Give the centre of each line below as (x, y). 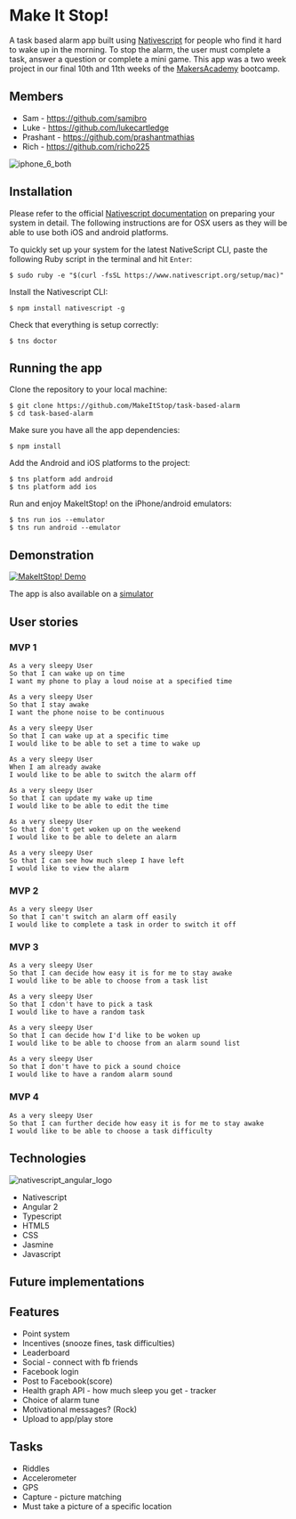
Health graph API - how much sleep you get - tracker (119, 1390)
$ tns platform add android (61, 479)
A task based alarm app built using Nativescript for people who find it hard (145, 40)
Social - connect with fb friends (80, 1362)
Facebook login (50, 1371)
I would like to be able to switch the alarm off (103, 775)
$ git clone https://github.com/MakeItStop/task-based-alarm (125, 406)
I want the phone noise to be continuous (87, 712)
